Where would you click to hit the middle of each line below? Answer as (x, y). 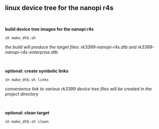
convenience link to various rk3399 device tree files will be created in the (79, 89)
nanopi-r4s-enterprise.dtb (32, 52)
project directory (22, 94)
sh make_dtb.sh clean (27, 121)
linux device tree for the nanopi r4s (59, 8)
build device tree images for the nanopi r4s (49, 29)
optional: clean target (27, 113)
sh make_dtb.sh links (27, 80)
